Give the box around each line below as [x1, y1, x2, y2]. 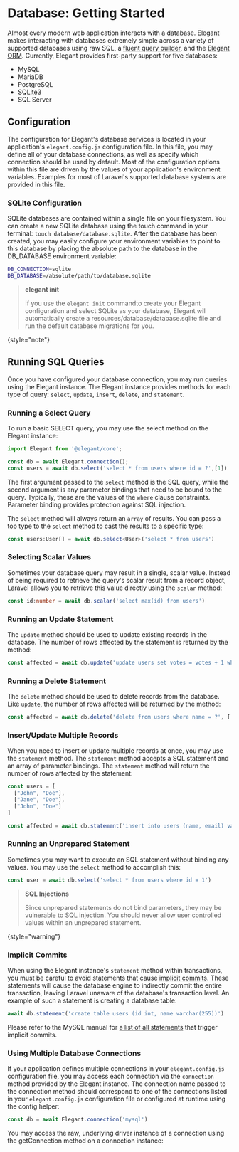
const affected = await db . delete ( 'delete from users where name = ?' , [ [7, 714, 231, 721]
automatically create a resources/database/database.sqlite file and [24, 314, 221, 322]
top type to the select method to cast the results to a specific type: [7, 522, 204, 530]
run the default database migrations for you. [24, 322, 154, 330]
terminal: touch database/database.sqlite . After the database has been [7, 229, 217, 238]
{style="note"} [7, 335, 51, 344]
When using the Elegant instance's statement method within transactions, [7, 966, 223, 974]
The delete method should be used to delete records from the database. [7, 692, 220, 701]
